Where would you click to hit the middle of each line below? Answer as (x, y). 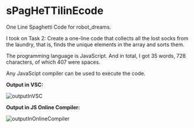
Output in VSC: (25, 84)
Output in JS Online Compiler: (43, 107)
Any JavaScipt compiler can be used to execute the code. (76, 73)
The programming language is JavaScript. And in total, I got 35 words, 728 (96, 56)
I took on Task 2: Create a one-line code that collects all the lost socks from (97, 38)
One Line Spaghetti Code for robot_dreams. (59, 27)
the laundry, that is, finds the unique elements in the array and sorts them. (95, 44)
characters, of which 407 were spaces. (53, 62)
